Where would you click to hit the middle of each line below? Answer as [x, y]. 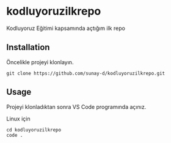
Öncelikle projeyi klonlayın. [40, 62]
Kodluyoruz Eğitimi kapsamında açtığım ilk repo [66, 28]
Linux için [18, 119]
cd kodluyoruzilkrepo [34, 130]
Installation [28, 47]
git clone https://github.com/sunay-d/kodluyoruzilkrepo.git [86, 73]
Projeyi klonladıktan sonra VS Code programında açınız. [76, 107]
